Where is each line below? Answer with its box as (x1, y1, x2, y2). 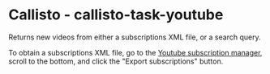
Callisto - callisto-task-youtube (8, 6, 224, 24)
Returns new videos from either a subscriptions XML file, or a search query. (8, 32, 261, 42)
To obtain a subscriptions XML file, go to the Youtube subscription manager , (8, 47, 263, 57)
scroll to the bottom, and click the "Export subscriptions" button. (8, 56, 224, 66)
